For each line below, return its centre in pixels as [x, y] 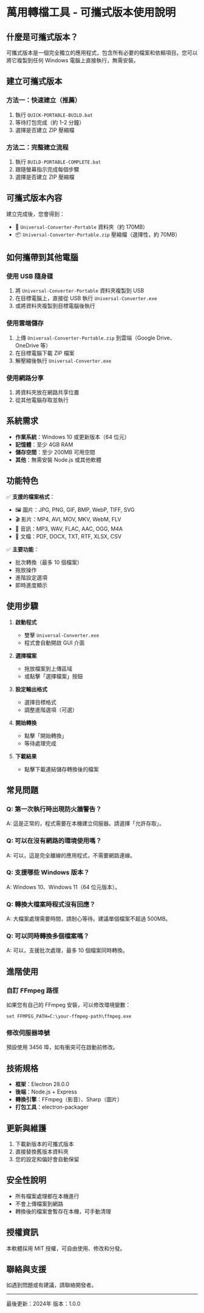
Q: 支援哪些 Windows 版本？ [48, 873]
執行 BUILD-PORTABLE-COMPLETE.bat [58, 162]
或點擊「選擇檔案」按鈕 [53, 676]
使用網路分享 [25, 377]
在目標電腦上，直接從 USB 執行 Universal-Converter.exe [86, 298]
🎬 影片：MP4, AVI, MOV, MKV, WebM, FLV [68, 519]
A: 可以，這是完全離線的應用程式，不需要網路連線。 [71, 855]
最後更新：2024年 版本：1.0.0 [43, 1304]
